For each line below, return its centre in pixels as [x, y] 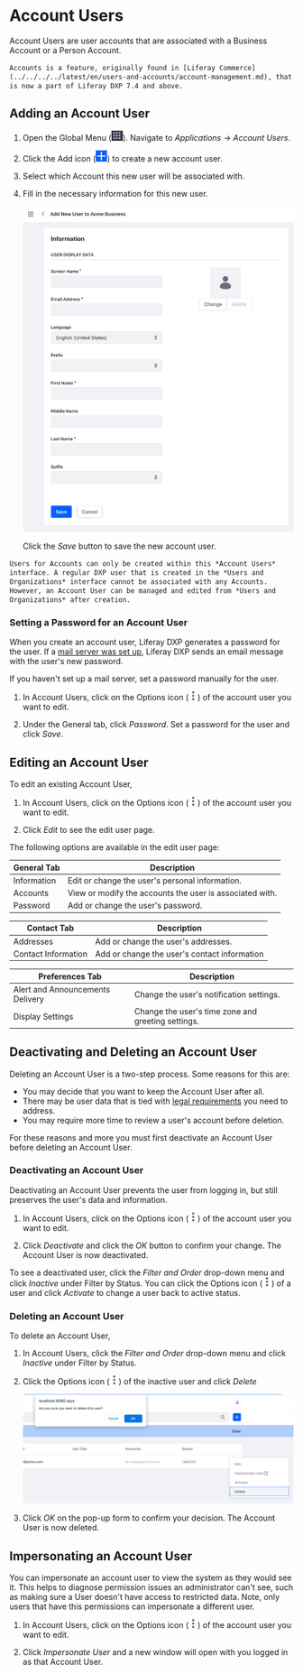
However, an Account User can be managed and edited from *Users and [143, 591]
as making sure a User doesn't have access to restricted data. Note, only [145, 1597]
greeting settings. [167, 1022]
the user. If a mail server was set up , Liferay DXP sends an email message [147, 652]
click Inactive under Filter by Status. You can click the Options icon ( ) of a [150, 1283]
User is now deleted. [60, 1528]
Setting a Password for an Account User [99, 622]
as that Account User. [63, 1662]
